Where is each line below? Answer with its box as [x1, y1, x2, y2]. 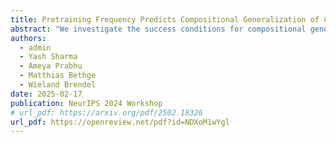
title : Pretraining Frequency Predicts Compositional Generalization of [10, 14, 320, 25]
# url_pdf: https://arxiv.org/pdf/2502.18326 [10, 107, 203, 118]
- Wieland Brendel [19, 80, 97, 90]
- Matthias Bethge [19, 71, 97, 81]
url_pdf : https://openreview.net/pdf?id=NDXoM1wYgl [10, 117, 230, 127]
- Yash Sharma [19, 52, 78, 62]
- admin [19, 42, 52, 53]
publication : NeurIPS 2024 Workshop [10, 98, 163, 108]
